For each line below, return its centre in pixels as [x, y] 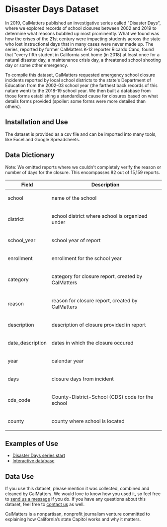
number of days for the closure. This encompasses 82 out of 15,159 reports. [83, 172]
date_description [27, 343]
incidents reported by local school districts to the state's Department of [78, 80]
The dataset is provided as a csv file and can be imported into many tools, [81, 134]
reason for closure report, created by [94, 300]
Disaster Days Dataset [52, 9]
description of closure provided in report [99, 325]
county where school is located [88, 421]
